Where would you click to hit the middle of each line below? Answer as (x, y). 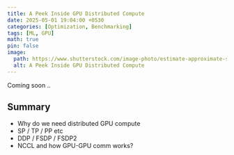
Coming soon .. (29, 85)
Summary (29, 107)
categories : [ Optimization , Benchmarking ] (70, 26)
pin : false (23, 46)
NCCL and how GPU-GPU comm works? (75, 146)
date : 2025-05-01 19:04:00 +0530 (56, 20)
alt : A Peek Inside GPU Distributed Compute (79, 65)
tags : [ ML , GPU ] (31, 33)
